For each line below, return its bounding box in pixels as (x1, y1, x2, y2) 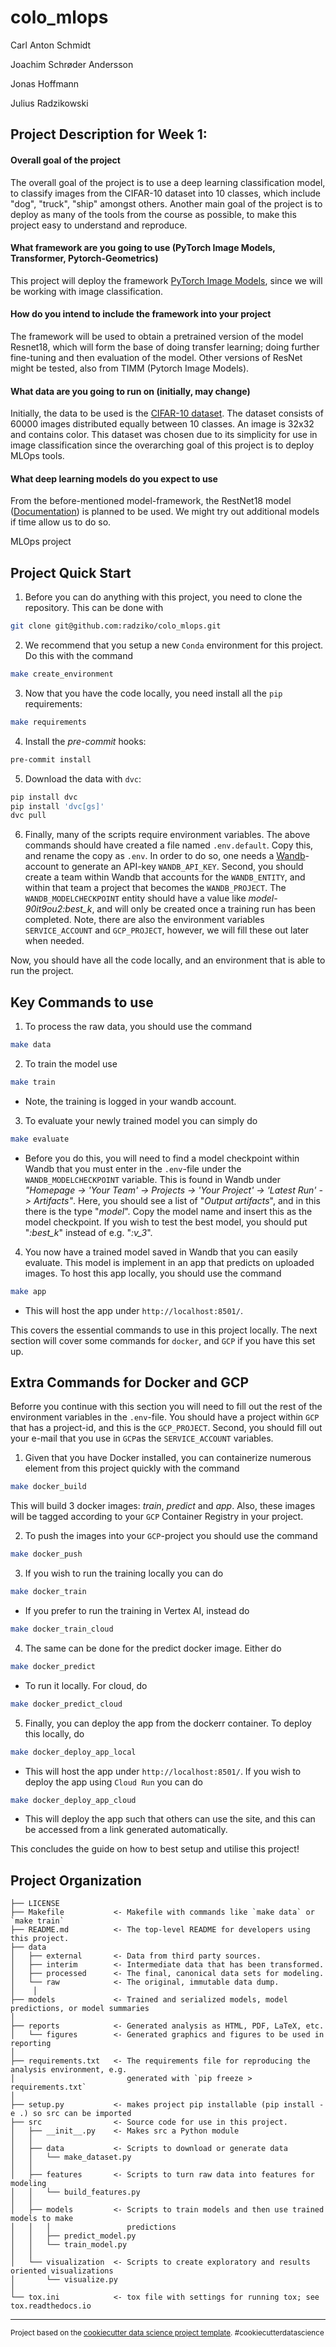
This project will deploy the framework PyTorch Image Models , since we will (10, 274, 323, 286)
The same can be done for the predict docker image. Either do (24, 1642, 282, 1654)
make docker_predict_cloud (10, 1699, 123, 1709)
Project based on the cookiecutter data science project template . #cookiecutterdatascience (10, 2328, 325, 2338)
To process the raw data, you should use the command (24, 1021, 253, 1033)
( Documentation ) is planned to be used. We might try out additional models (10, 506, 320, 518)
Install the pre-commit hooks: (24, 735, 147, 747)
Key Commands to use (10, 994, 154, 1011)
